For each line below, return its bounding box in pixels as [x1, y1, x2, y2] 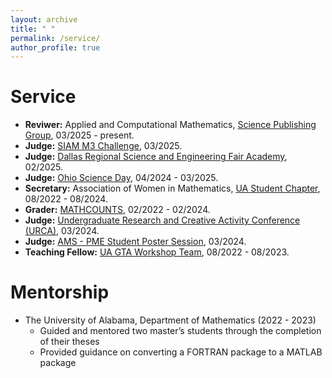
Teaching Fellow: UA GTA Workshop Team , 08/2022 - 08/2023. [24, 246, 290, 258]
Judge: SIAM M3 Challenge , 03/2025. [24, 140, 183, 152]
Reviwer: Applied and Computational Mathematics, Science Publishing [24, 119, 317, 131]
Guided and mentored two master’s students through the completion [39, 325, 322, 337]
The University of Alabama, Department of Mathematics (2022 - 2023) [24, 314, 317, 326]
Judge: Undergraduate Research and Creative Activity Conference [24, 214, 301, 226]
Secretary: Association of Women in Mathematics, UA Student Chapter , [24, 182, 321, 195]
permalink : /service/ [10, 33, 101, 43]
